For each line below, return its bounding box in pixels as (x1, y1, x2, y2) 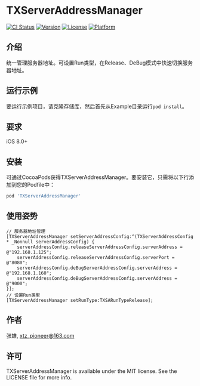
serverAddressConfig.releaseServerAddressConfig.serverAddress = (17, 244, 183, 250)
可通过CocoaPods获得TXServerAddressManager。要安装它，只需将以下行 (6, 174, 189, 181)
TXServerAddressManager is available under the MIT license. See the (6, 368, 177, 375)
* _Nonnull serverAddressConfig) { (6, 239, 95, 245)
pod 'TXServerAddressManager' (6, 193, 82, 199)
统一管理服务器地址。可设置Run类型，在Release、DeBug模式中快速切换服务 (6, 59, 193, 66)
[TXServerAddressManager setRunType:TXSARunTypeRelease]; (6, 297, 153, 303)
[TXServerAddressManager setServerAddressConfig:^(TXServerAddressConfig (6, 233, 194, 239)
